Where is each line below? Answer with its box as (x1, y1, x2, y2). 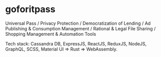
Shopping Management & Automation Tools (5, 31, 96, 37)
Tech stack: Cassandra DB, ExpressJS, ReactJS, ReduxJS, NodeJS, (5, 40, 147, 46)
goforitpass (5, 4, 56, 15)
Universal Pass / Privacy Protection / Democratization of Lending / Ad (5, 20, 151, 26)
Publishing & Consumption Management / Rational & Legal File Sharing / (5, 25, 156, 31)
